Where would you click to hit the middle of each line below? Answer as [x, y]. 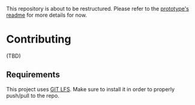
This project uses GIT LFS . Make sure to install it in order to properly [91, 89]
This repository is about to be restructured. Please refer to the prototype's [97, 9]
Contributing [39, 39]
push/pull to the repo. [33, 95]
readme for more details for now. [46, 15]
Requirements [33, 75]
